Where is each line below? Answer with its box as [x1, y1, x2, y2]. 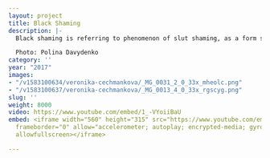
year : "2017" [8, 63, 52, 72]
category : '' [8, 56, 52, 64]
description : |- [8, 26, 63, 34]
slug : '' [8, 93, 38, 101]
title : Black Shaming [8, 19, 81, 27]
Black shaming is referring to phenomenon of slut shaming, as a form [15, 34, 257, 43]
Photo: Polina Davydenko [15, 49, 99, 57]
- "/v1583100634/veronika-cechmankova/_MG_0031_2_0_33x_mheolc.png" [8, 78, 243, 87]
